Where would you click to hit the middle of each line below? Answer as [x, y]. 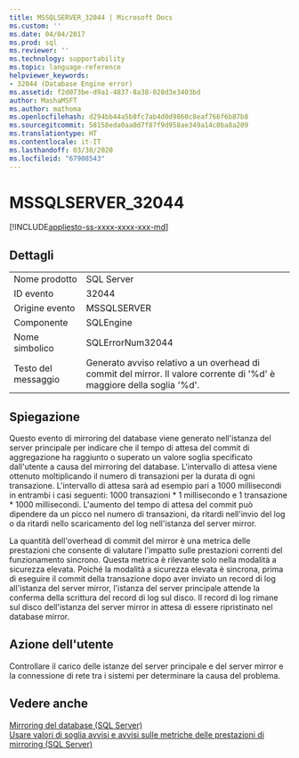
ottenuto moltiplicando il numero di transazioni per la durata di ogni [132, 476]
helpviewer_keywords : [49, 76]
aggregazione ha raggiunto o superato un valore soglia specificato [131, 457]
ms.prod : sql [33, 42]
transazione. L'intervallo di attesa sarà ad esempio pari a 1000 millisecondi [145, 486]
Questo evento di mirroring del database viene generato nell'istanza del [140, 439]
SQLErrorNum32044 [129, 342]
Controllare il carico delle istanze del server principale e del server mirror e [146, 666]
